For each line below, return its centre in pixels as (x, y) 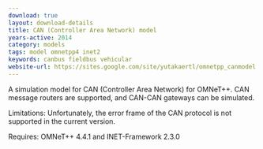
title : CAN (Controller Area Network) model (83, 30)
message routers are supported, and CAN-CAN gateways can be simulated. (131, 97)
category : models (37, 45)
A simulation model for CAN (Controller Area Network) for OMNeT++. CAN (129, 89)
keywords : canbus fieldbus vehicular (70, 60)
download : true (33, 15)
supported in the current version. (62, 121)
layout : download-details (51, 23)
